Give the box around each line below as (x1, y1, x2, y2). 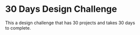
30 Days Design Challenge (5, 3, 117, 15)
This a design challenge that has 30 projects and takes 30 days (5, 20, 136, 26)
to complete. (5, 25, 31, 31)
